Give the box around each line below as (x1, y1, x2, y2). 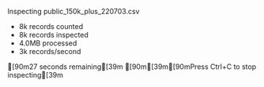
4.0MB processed (18, 38, 77, 48)
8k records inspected (18, 31, 89, 39)
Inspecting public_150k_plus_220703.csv (7, 7, 140, 16)
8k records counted (18, 22, 84, 31)
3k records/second (18, 47, 81, 56)
